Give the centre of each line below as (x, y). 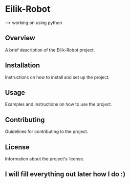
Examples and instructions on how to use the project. (59, 105)
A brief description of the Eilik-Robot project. (50, 50)
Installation (22, 65)
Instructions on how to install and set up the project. (57, 77)
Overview (20, 38)
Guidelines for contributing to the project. (47, 131)
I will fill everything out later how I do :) (65, 174)
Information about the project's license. (45, 159)
